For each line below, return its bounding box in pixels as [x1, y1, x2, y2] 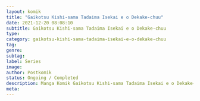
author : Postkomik [6, 70, 52, 75]
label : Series [6, 58, 42, 64]
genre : [6, 48, 23, 53]
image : [6, 64, 23, 70]
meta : [6, 86, 20, 92]
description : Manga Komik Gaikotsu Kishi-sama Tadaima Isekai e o [6, 81, 174, 87]
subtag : [6, 53, 26, 59]
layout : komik [6, 8, 42, 15]
